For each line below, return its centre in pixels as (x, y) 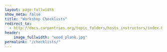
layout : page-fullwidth (29, 10)
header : (13, 33)
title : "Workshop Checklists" (36, 19)
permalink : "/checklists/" (33, 42)
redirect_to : (18, 24)
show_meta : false (23, 14)
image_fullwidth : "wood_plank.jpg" (51, 38)
